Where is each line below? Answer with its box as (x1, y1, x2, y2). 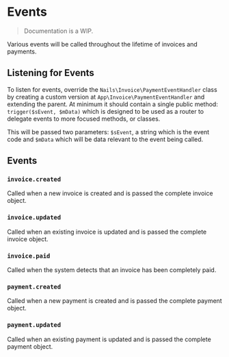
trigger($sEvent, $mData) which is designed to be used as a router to (7, 107, 204, 115)
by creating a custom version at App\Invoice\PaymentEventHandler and (7, 93, 205, 101)
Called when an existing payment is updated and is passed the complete (7, 335, 212, 343)
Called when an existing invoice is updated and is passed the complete (7, 227, 207, 236)
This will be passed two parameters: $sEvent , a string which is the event (7, 127, 210, 136)
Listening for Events (7, 67, 94, 79)
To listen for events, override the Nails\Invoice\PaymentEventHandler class (7, 85, 217, 93)
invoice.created (7, 175, 62, 184)
